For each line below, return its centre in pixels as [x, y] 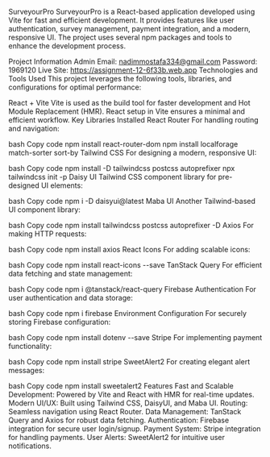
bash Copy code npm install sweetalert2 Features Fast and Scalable [121, 386]
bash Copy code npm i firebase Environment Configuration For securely [128, 313]
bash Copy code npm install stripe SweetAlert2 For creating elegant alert [129, 361]
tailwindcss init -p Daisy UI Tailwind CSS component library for [112, 177]
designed [24, 185]
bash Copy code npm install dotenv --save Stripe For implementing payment [135, 337]
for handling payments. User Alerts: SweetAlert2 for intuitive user [117, 437]
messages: [27, 370]
